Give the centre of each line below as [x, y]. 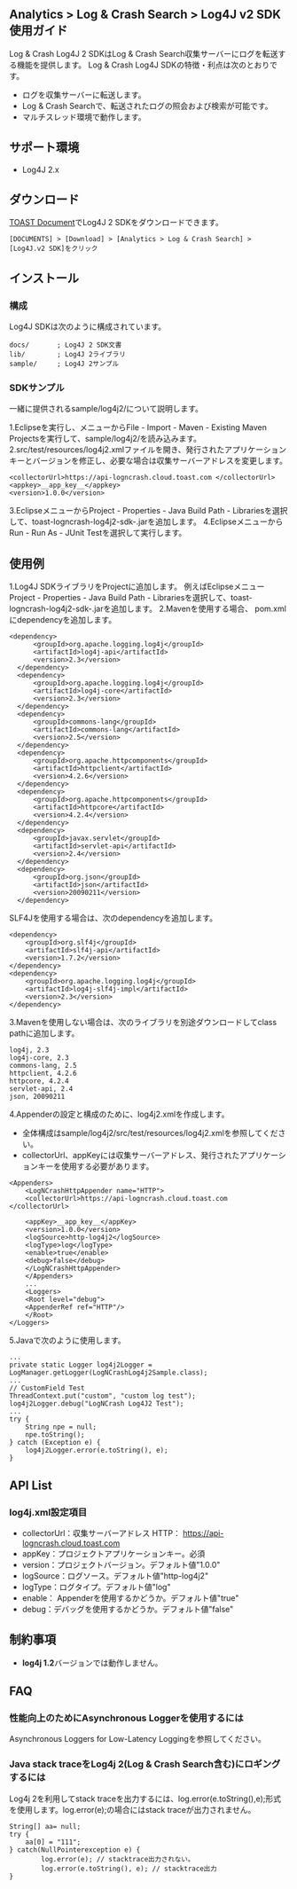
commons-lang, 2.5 [43, 1066]
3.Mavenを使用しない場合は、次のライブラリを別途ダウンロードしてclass [143, 1023]
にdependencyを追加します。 [63, 620]
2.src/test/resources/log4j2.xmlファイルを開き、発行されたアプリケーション [148, 450]
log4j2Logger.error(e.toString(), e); [97, 1450]
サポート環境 [44, 148]
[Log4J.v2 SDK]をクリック [54, 249]
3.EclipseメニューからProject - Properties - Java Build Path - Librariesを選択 [148, 511]
